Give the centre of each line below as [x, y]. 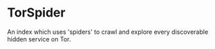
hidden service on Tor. [39, 39]
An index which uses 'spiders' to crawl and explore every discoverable [108, 32]
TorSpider [36, 13]
